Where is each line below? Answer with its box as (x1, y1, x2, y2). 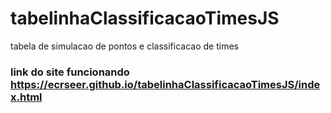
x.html (10, 90, 43, 104)
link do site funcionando (10, 65, 130, 79)
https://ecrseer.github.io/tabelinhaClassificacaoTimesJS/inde (10, 77, 321, 91)
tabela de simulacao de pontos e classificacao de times (10, 40, 239, 52)
